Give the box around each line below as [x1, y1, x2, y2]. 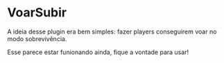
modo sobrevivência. [7, 34, 67, 42]
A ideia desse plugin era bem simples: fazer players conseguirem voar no [7, 27, 217, 36]
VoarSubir [7, 5, 67, 21]
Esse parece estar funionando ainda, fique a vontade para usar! [7, 48, 189, 56]
